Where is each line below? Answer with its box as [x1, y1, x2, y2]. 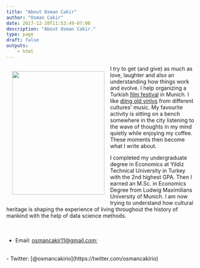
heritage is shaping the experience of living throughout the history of [6, 206, 178, 213]
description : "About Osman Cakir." [6, 25, 96, 32]
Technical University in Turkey [110, 167, 186, 174]
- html [17, 49, 34, 55]
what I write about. [110, 142, 157, 149]
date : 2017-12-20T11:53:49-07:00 [6, 20, 91, 26]
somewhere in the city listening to [110, 116, 195, 124]
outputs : [6, 43, 28, 49]
